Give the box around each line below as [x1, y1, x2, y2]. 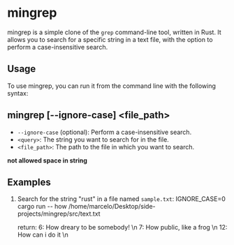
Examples [7, 176, 51, 188]
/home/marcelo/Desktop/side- [68, 202, 156, 211]
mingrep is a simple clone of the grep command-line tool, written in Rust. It [7, 28, 221, 36]
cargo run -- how [17, 202, 68, 211]
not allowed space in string [7, 156, 87, 165]
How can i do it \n [17, 230, 68, 239]
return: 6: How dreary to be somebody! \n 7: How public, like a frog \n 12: [17, 223, 228, 232]
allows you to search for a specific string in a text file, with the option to [7, 35, 213, 43]
